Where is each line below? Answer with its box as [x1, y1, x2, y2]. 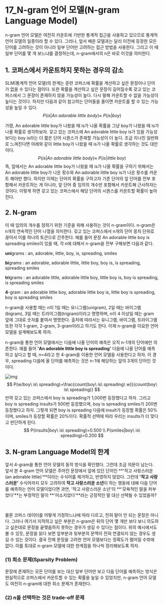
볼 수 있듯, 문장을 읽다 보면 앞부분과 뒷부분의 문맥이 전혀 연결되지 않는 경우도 [5, 531, 151, 536]
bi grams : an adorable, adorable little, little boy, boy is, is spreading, [5, 260, 141, 266]
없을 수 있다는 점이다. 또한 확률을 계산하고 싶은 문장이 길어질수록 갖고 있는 [10, 86, 151, 92]
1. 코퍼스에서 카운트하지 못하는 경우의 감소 [5, 66, 124, 74]
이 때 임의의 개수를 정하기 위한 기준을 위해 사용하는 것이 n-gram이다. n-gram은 [5, 222, 156, 228]
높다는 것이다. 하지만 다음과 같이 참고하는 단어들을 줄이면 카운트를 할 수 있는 [5, 98, 150, 104]
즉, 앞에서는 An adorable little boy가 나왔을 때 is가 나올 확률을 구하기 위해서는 [5, 163, 154, 169]
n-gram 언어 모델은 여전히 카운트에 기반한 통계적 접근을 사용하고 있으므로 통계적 [5, 32, 158, 38]
